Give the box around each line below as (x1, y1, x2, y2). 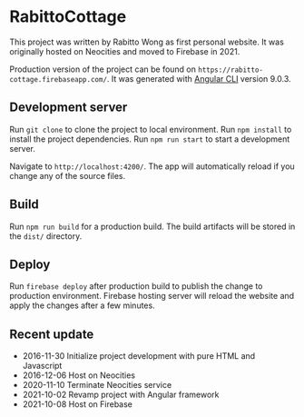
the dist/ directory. (9, 230, 83, 242)
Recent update (9, 326, 94, 342)
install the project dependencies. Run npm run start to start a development (9, 134, 290, 144)
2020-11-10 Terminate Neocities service (22, 380, 172, 391)
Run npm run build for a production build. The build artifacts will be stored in (9, 221, 296, 232)
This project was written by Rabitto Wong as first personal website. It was (9, 36, 284, 47)
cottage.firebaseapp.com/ (9, 74, 107, 84)
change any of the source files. (9, 170, 126, 181)
